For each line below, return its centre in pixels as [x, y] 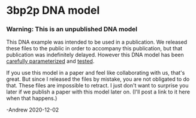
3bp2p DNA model [53, 10]
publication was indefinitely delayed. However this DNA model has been [95, 55]
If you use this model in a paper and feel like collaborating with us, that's [96, 73]
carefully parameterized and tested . [50, 61]
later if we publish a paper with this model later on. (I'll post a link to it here [98, 92]
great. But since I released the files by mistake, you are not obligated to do [98, 79]
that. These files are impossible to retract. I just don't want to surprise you [97, 86]
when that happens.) [32, 98]
